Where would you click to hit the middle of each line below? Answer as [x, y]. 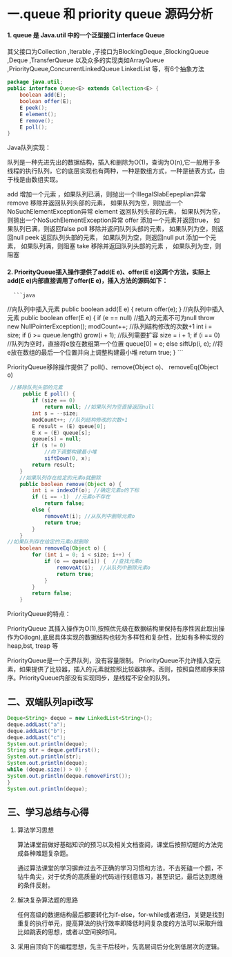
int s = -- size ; [55, 413]
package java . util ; [35, 82]
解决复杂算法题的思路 [47, 900]
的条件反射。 [35, 885]
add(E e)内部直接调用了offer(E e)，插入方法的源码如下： [88, 280]
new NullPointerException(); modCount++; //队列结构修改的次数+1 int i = [110, 326]
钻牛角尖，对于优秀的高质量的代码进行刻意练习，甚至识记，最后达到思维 [120, 877]
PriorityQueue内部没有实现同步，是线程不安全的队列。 [96, 678]
